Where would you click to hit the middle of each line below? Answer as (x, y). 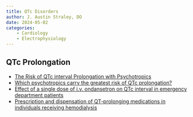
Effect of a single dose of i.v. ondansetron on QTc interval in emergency (101, 89)
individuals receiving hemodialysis (56, 107)
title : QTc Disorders (32, 11)
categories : (20, 28)
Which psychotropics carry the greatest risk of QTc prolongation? (93, 82)
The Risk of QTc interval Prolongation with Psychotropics (83, 76)
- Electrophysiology (41, 39)
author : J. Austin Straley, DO (44, 17)
